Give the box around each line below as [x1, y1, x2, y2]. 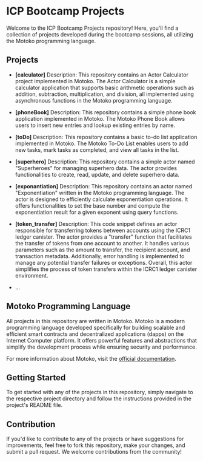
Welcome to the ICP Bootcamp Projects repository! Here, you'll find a [6, 24, 179, 32]
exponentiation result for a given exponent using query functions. [15, 208, 179, 216]
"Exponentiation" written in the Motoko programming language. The [15, 189, 185, 196]
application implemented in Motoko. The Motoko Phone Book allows [15, 115, 185, 122]
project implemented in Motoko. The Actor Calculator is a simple [15, 77, 176, 84]
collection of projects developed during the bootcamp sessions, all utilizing [6, 30, 194, 38]
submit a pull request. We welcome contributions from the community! [6, 448, 182, 456]
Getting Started [6, 372, 66, 383]
